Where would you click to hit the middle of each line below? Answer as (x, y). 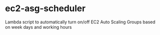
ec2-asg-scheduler (45, 9)
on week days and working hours (39, 27)
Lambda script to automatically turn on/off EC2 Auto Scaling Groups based (80, 22)
